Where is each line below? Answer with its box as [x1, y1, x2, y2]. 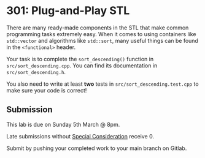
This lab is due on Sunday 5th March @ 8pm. [6, 121, 120, 128]
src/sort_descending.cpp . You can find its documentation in [6, 62, 158, 69]
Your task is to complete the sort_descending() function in [6, 55, 154, 62]
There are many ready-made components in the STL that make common [6, 24, 189, 31]
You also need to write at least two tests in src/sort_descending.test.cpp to [6, 80, 199, 88]
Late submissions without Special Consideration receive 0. [6, 132, 155, 140]
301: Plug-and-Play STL [6, 4, 130, 18]
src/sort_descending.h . [6, 68, 66, 75]
